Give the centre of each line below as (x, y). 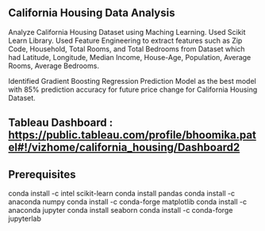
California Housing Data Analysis (92, 13)
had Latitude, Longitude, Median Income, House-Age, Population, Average (130, 57)
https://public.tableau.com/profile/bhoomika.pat (132, 135)
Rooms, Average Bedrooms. (54, 66)
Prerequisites (42, 174)
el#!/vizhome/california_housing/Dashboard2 (124, 148)
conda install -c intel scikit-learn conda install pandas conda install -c (122, 194)
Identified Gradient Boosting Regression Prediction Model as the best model (132, 81)
